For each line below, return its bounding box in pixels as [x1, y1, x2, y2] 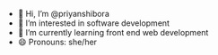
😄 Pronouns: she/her [17, 36, 97, 47]
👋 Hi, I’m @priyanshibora [17, 9, 109, 19]
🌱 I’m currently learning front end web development [17, 27, 209, 37]
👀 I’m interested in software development [17, 18, 170, 28]
